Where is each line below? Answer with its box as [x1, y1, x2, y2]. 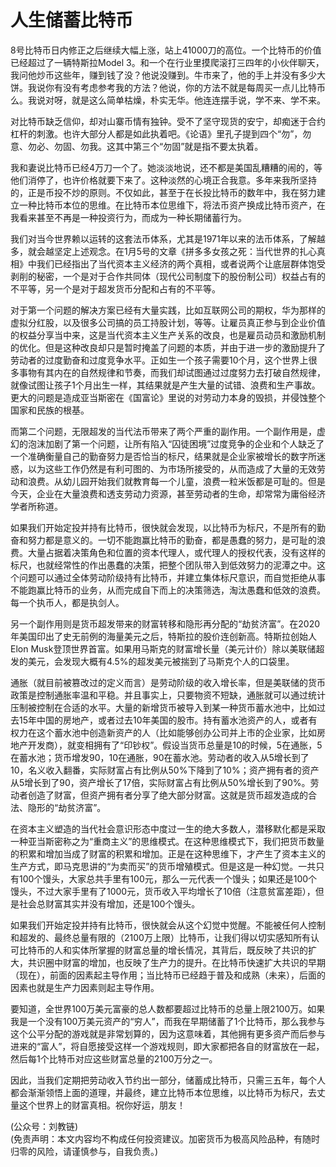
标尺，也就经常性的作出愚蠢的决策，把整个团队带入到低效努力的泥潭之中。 [10, 559, 317, 571]
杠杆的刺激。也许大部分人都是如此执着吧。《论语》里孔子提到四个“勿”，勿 [10, 127, 312, 140]
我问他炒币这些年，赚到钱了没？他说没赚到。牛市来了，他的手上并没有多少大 [10, 69, 326, 81]
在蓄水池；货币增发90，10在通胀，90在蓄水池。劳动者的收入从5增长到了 [10, 751, 310, 763]
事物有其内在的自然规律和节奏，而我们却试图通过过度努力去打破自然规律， [18, 366, 326, 378]
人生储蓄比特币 [10, 9, 134, 32]
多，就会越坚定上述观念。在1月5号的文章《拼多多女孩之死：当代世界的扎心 [10, 245, 317, 257]
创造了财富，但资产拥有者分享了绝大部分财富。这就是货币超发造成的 [27, 789, 308, 801]
